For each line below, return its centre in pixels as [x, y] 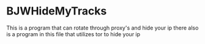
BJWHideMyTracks [57, 11]
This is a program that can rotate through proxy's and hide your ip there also [102, 28]
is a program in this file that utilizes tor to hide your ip [73, 34]
